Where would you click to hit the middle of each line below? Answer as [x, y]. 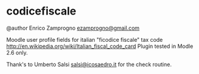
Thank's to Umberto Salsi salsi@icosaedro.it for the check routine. [89, 64]
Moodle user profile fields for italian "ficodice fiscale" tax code [85, 39]
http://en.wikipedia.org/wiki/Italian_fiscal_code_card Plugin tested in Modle [100, 46]
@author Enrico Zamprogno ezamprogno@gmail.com [73, 28]
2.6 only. [17, 52]
